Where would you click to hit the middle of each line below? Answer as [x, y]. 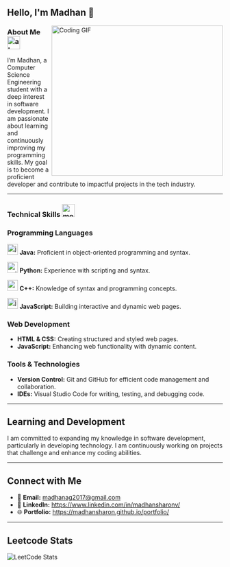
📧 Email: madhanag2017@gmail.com [69, 498]
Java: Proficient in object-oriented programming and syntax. [105, 252]
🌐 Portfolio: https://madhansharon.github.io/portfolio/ [93, 512]
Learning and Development [66, 422]
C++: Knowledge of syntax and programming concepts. [98, 288]
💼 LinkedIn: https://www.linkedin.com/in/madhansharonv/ [99, 505]
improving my [26, 148]
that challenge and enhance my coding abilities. [75, 453]
